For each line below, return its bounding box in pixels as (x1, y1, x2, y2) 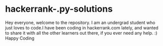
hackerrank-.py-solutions (5, 3, 113, 15)
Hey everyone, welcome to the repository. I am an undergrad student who (5, 20, 156, 25)
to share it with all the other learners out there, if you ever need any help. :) (5, 30, 158, 36)
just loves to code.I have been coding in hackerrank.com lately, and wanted (5, 24, 159, 30)
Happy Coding (5, 35, 35, 41)
